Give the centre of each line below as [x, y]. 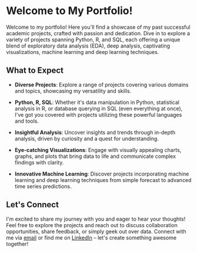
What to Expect [35, 71]
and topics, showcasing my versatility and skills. [73, 91]
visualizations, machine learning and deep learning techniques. [83, 52]
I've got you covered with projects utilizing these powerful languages [98, 114]
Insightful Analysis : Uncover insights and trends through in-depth [95, 132]
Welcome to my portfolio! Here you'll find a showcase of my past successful [98, 27]
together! [17, 244]
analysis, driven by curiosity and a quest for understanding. [86, 139]
